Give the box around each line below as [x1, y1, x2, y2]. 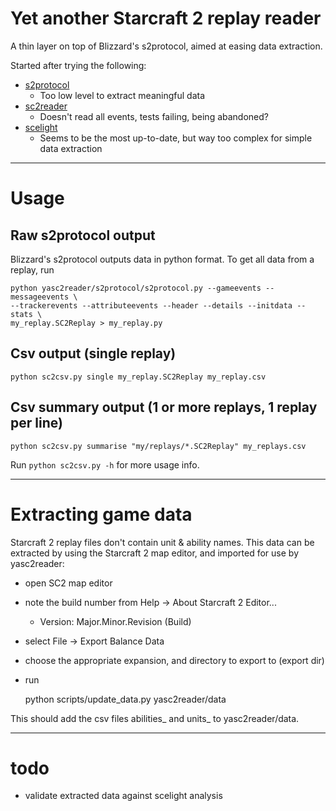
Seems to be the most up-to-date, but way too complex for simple [39, 132, 313, 144]
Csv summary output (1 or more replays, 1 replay [10, 399, 318, 416]
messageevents [10, 292, 70, 302]
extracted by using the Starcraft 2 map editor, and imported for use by [10, 547, 300, 559]
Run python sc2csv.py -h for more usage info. [10, 458, 200, 471]
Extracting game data [10, 503, 193, 526]
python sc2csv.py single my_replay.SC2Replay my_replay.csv [10, 372, 267, 382]
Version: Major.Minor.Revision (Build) [39, 615, 192, 627]
